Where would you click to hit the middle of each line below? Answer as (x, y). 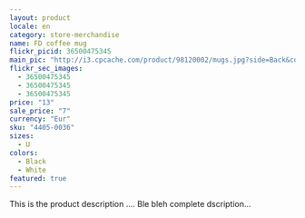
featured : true (38, 178)
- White (32, 170)
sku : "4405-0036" (42, 128)
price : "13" (32, 102)
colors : (24, 153)
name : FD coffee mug (49, 43)
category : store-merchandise (64, 35)
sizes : (22, 136)
